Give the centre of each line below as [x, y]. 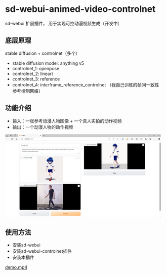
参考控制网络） [27, 91]
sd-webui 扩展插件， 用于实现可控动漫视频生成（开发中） [63, 23]
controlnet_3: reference [36, 79]
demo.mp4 [16, 267]
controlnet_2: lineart [33, 74]
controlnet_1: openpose [36, 68]
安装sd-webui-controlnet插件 [42, 251]
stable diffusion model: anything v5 [48, 63]
